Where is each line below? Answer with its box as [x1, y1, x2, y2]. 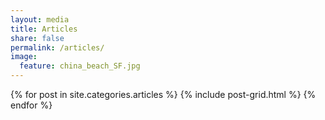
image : [10, 52, 38, 62]
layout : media [10, 14, 70, 25]
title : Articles [10, 24, 78, 34]
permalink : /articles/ [10, 42, 105, 53]
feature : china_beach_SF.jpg [19, 61, 141, 71]
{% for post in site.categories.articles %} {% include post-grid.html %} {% [10, 89, 317, 100]
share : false [10, 33, 65, 43]
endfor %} [10, 99, 53, 111]
